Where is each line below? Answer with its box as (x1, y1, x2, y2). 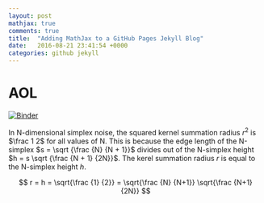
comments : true (8, 27, 60, 35)
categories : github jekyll (8, 49, 99, 57)
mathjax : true (8, 19, 57, 27)
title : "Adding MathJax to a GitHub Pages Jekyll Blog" (8, 34, 204, 43)
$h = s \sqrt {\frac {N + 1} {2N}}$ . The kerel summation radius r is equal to (8, 153, 256, 163)
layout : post (8, 11, 52, 20)
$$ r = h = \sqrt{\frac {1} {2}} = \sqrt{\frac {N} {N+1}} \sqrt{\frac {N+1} (19, 177, 253, 187)
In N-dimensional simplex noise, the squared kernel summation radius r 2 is (8, 126, 257, 137)
